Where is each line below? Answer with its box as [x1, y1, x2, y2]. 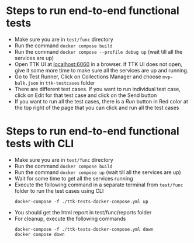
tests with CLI [6, 137, 74, 150]
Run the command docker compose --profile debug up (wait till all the [14, 48, 183, 55]
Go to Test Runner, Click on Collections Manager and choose [14, 73, 162, 80]
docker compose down [14, 231, 65, 237]
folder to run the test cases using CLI [14, 187, 104, 194]
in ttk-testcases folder [40, 79, 95, 86]
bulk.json [14, 80, 39, 86]
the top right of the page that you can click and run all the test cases [14, 104, 179, 111]
